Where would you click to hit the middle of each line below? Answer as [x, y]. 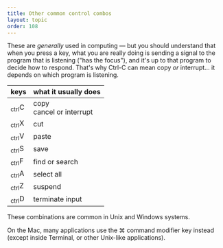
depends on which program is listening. [63, 75]
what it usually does [67, 92]
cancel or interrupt [63, 112]
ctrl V [17, 136]
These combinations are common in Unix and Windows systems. [99, 216]
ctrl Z [17, 187]
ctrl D [17, 199]
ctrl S [17, 149]
